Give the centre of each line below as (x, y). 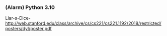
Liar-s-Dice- (18, 18)
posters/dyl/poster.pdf (28, 29)
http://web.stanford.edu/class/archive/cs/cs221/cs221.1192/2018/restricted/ (83, 23)
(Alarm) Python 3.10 (30, 7)
